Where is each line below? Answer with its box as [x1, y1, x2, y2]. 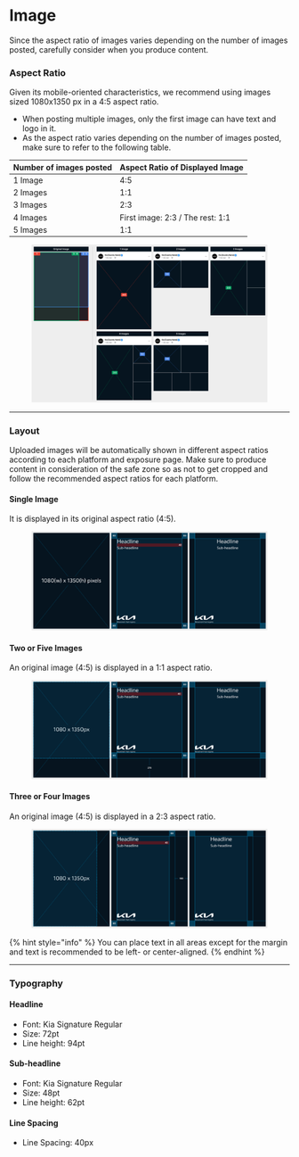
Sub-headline [9, 1058, 61, 1069]
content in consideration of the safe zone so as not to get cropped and [9, 464, 269, 475]
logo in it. [21, 123, 57, 134]
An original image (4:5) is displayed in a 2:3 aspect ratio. [9, 811, 216, 822]
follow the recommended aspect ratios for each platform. [9, 474, 219, 484]
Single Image [9, 493, 59, 504]
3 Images [12, 200, 47, 211]
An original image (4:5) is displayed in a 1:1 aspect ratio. [9, 662, 213, 674]
